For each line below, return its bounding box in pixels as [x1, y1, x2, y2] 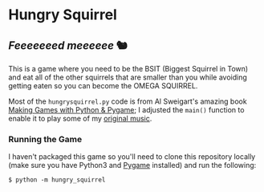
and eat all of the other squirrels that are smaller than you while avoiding [8, 72, 247, 82]
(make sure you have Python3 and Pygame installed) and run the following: [8, 161, 257, 170]
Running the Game [8, 133, 83, 145]
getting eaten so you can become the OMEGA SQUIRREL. [8, 81, 198, 90]
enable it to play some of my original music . [8, 114, 152, 123]
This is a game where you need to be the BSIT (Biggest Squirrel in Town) [8, 64, 249, 73]
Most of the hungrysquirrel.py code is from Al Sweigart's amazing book [8, 96, 247, 106]
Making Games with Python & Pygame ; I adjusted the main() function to [8, 105, 245, 114]
